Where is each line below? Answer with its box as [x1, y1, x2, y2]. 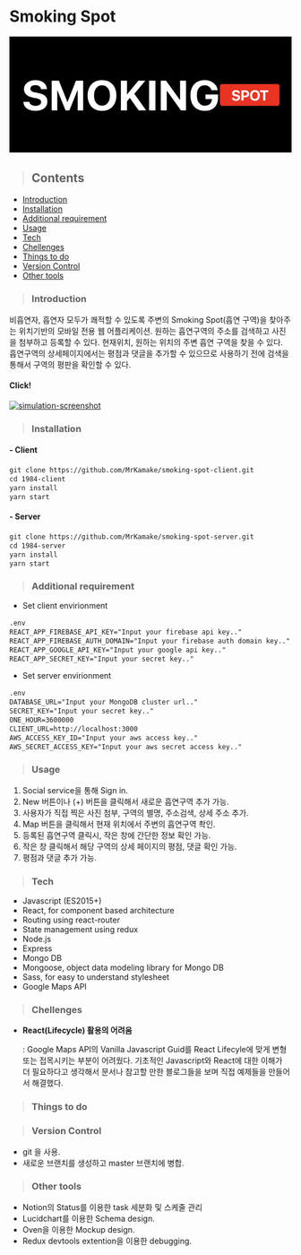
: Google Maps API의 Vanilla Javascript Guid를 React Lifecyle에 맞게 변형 [21, 1044, 288, 1055]
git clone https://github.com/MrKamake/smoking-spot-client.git [9, 465, 254, 474]
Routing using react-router [21, 914, 121, 925]
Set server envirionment [21, 671, 112, 681]
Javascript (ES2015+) [21, 895, 102, 906]
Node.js [21, 933, 52, 944]
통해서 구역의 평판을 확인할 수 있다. [9, 359, 132, 369]
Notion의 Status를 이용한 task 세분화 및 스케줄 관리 [21, 1201, 203, 1212]
